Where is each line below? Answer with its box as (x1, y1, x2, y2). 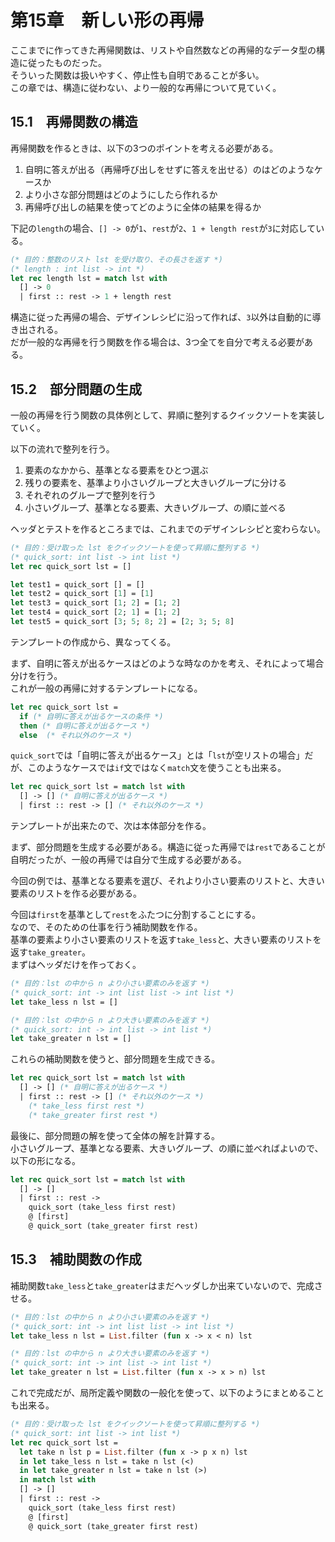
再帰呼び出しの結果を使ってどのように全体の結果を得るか (24, 201, 262, 213)
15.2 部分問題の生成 (10, 381, 142, 398)
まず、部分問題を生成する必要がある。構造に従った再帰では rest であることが (10, 841, 326, 853)
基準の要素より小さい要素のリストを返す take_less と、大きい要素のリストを (10, 934, 322, 946)
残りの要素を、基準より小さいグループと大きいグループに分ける (24, 476, 287, 488)
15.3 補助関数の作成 (10, 1251, 142, 1268)
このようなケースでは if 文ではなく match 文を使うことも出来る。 (27, 762, 287, 774)
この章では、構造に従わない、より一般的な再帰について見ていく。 (10, 81, 282, 93)
